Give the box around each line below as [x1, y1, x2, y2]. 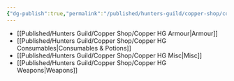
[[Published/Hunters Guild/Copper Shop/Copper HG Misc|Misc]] [16, 51, 203, 60]
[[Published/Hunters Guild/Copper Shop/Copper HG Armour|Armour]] [16, 29, 218, 37]
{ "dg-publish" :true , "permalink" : [6, 10, 104, 17]
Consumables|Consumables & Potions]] [16, 44, 132, 52]
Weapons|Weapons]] [16, 66, 78, 74]
